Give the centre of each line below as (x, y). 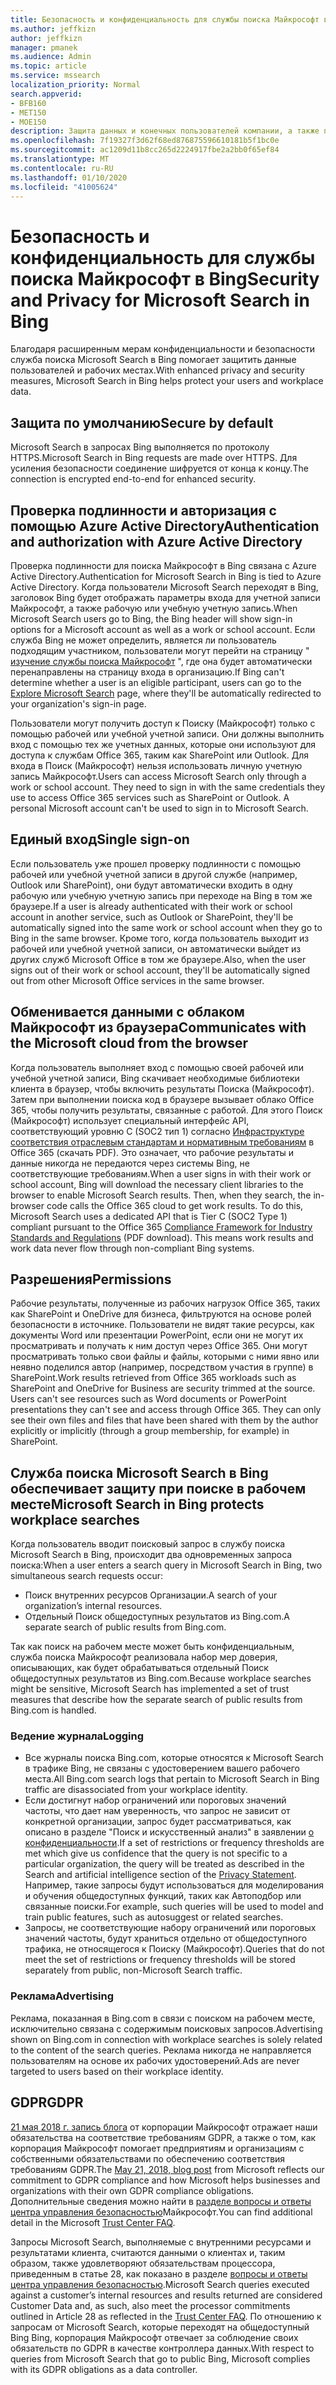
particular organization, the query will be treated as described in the (164, 1864)
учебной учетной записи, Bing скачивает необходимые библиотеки (155, 1078)
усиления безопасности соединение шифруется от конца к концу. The (159, 468)
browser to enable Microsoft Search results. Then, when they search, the (161, 1195)
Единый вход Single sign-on (100, 839)
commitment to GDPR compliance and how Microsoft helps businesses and (165, 2180)
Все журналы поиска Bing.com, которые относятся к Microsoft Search (174, 1758)
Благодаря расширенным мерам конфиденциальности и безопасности (163, 349)
